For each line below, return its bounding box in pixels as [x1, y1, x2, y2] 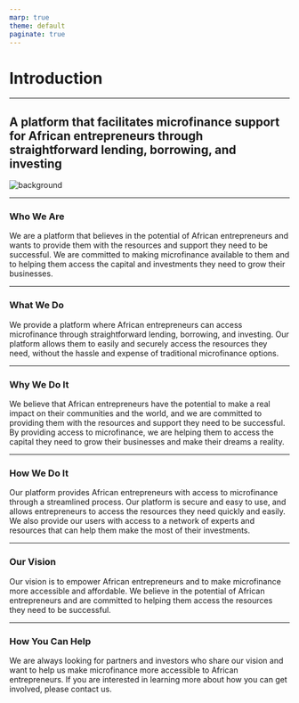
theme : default [9, 21, 66, 30]
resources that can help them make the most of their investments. [9, 525, 251, 535]
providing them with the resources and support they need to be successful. [9, 418, 286, 429]
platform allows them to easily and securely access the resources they [9, 338, 268, 348]
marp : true [9, 12, 50, 22]
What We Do [9, 299, 65, 312]
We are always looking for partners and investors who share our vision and [9, 655, 284, 666]
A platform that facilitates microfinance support [9, 114, 280, 129]
